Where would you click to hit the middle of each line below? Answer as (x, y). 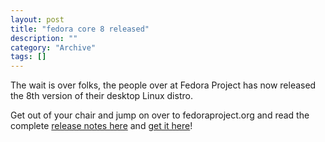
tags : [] (28, 57)
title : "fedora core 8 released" (80, 29)
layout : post (37, 19)
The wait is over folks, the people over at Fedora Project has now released (163, 85)
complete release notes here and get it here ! (101, 126)
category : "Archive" (53, 47)
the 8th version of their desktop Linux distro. (101, 96)
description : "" (44, 38)
